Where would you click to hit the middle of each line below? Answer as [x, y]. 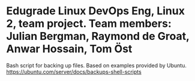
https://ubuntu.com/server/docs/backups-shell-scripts [74, 71]
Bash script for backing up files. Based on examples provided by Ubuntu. [97, 65]
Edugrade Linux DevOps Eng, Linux [95, 11]
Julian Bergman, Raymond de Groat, [98, 36]
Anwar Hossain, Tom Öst [69, 49]
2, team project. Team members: [89, 24]
